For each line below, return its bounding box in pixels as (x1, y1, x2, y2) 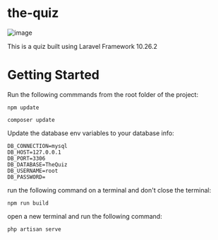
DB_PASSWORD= (7, 173, 46, 181)
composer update (7, 116, 55, 123)
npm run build (7, 200, 49, 207)
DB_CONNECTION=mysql (7, 142, 68, 149)
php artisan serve (7, 225, 61, 233)
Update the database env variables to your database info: (7, 129, 174, 137)
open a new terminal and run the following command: (7, 212, 162, 220)
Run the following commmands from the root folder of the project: (7, 90, 199, 98)
